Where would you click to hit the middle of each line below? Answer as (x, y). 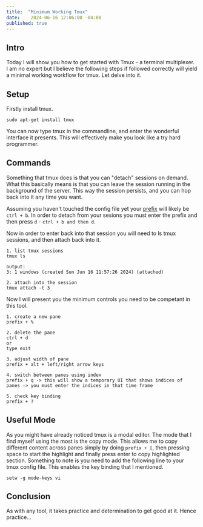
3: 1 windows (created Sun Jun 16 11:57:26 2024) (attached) (85, 272)
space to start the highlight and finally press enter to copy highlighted (93, 454)
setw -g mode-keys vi (34, 478)
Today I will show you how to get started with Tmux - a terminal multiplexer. (101, 62)
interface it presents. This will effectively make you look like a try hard (93, 138)
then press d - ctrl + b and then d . (51, 221)
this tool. (17, 305)
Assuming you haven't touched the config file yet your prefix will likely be (98, 208)
